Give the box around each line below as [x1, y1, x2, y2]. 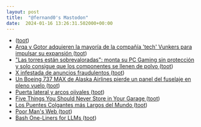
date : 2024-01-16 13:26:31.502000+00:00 [6, 20, 113, 26]
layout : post [6, 9, 40, 15]
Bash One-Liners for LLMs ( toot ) [15, 114, 97, 122]
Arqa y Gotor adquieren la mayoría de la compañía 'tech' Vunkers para [15, 43, 192, 50]
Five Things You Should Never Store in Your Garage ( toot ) [15, 95, 160, 102]
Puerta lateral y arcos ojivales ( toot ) [15, 89, 105, 96]
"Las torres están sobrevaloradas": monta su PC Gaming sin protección [15, 56, 195, 64]
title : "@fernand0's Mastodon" [6, 15, 88, 21]
